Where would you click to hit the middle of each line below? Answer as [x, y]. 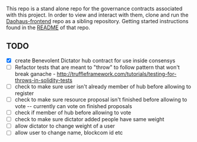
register [24, 93]
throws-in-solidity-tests [44, 80]
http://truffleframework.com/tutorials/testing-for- [117, 74]
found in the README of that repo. [48, 27]
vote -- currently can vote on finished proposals [73, 106]
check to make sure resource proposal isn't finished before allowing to [101, 100]
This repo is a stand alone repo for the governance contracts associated [94, 9]
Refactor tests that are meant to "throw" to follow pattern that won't [97, 67]
